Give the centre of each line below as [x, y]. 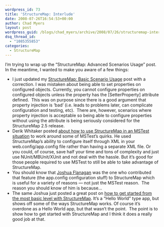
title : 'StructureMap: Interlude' [40, 14]
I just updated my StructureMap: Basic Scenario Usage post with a [79, 79]
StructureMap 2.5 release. [38, 125]
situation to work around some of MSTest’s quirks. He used [72, 136]
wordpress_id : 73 [23, 10]
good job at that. [29, 219]
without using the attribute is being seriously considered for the [76, 121]
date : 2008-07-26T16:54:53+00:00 [39, 19]
